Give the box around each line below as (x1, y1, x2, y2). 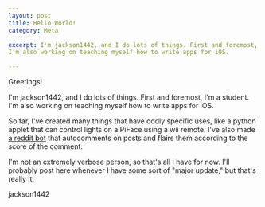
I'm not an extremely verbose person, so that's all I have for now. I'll (8, 157, 230, 167)
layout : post (8, 11, 52, 20)
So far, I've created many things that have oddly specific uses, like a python (8, 116, 256, 126)
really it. (8, 174, 34, 184)
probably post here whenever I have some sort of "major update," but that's (8, 166, 256, 175)
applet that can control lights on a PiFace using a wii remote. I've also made (8, 125, 256, 135)
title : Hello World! (8, 19, 77, 27)
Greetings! (8, 77, 43, 87)
